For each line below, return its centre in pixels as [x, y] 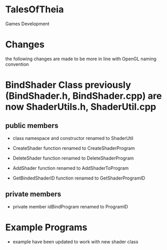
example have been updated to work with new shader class [75, 242]
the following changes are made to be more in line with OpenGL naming [81, 59]
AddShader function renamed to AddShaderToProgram [71, 168]
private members [33, 194]
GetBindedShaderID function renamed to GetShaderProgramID [79, 178]
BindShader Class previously [68, 85]
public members [32, 126]
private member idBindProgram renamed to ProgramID [70, 206]
